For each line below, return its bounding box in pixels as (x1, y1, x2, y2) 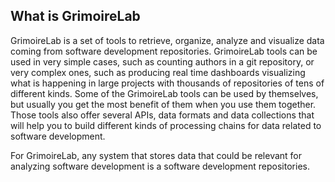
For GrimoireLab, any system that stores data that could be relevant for (10, 149, 303, 161)
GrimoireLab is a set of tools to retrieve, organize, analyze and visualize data (10, 34, 325, 46)
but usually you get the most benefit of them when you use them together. (10, 98, 317, 110)
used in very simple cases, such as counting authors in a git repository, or (10, 55, 315, 68)
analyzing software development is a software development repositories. (10, 160, 310, 172)
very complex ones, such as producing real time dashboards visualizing (10, 66, 306, 78)
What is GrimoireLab (10, 8, 141, 25)
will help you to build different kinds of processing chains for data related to (10, 119, 322, 131)
